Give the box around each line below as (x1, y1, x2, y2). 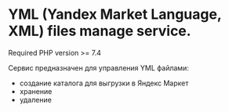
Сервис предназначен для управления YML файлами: (8, 63, 190, 72)
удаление (19, 95, 53, 104)
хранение (19, 86, 53, 96)
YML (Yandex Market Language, (8, 5, 222, 23)
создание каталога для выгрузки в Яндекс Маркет (19, 78, 189, 88)
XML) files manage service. (8, 22, 191, 40)
